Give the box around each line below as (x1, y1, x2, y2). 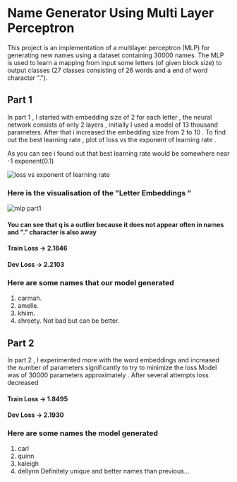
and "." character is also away (7, 228, 97, 236)
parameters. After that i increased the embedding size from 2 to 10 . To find (7, 127, 226, 136)
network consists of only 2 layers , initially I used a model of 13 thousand (7, 120, 219, 129)
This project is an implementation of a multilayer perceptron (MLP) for (7, 43, 210, 52)
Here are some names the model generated (7, 428, 159, 438)
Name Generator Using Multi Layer (7, 5, 214, 21)
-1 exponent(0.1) (7, 156, 54, 165)
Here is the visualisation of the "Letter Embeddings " (7, 188, 192, 197)
